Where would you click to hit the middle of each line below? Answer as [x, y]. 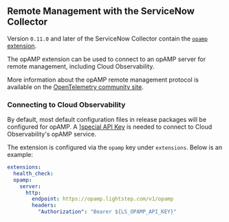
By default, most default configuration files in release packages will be [107, 120]
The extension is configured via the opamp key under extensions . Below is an [115, 147]
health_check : [33, 173]
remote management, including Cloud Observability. [81, 66]
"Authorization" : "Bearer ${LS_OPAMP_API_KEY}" [107, 212]
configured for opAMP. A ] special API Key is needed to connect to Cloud [110, 127]
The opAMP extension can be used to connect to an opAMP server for [107, 59]
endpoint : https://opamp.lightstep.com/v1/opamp [103, 199]
